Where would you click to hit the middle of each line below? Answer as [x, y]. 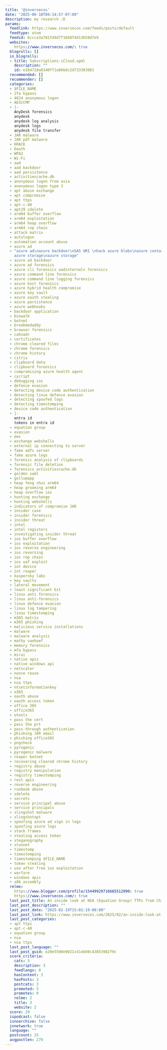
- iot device [23, 566]
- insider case [25, 511]
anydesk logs [28, 126]
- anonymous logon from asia [40, 182]
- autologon [22, 237]
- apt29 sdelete [26, 209]
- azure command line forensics [43, 274]
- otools [19, 715]
